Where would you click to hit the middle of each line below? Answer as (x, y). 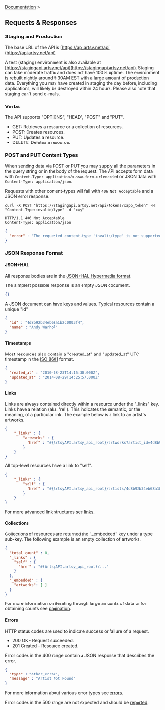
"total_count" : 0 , (29, 553)
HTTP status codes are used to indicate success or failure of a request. (77, 631)
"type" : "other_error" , (35, 674)
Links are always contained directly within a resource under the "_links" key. (82, 404)
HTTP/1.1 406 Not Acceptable (35, 218)
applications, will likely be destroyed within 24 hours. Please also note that (80, 88)
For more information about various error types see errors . (64, 693)
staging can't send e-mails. (33, 94)
